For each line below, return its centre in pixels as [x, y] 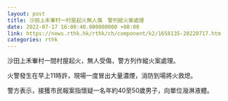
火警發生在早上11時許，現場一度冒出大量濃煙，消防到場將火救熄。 [102, 76]
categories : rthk [33, 40]
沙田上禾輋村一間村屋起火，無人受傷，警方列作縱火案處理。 [93, 61]
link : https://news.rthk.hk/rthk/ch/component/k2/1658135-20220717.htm [114, 33]
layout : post [26, 14]
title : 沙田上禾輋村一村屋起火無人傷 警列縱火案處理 [76, 20]
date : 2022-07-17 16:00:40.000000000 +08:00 [73, 27]
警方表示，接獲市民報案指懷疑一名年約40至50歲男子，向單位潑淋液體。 [110, 90]
